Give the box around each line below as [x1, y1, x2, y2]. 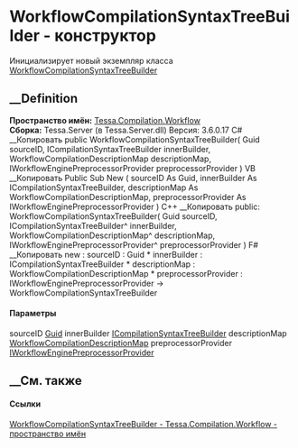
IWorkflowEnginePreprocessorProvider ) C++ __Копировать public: [9, 201, 260, 212]
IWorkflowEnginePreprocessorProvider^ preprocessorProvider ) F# [9, 239, 259, 250]
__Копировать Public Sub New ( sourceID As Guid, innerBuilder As [9, 172, 257, 183]
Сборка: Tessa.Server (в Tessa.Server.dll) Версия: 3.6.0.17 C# [9, 124, 243, 135]
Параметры [9, 308, 57, 319]
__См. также [9, 373, 83, 389]
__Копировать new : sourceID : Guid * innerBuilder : [9, 249, 203, 260]
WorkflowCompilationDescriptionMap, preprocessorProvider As [9, 191, 247, 202]
